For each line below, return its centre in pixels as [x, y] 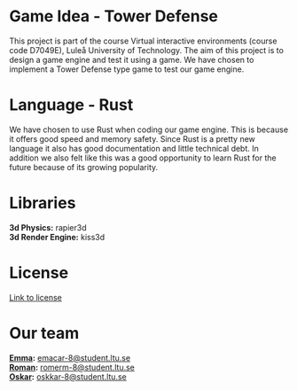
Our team [44, 333]
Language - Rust [71, 105]
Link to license [35, 297]
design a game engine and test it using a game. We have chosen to [132, 59]
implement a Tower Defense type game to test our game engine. [127, 69]
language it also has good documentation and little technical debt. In [134, 148]
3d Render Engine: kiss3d [57, 237]
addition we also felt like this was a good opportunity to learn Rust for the [143, 158]
